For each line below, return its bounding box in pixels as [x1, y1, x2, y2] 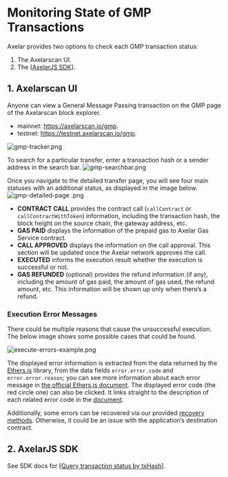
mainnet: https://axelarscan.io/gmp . [17, 122, 118, 130]
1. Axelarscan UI [7, 83, 78, 94]
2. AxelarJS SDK [7, 443, 79, 455]
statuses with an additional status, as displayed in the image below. [7, 184, 198, 192]
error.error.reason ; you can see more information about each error [7, 374, 201, 382]
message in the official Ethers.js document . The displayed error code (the [7, 381, 216, 390]
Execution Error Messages [7, 309, 98, 319]
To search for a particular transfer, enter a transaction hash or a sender [7, 156, 209, 164]
